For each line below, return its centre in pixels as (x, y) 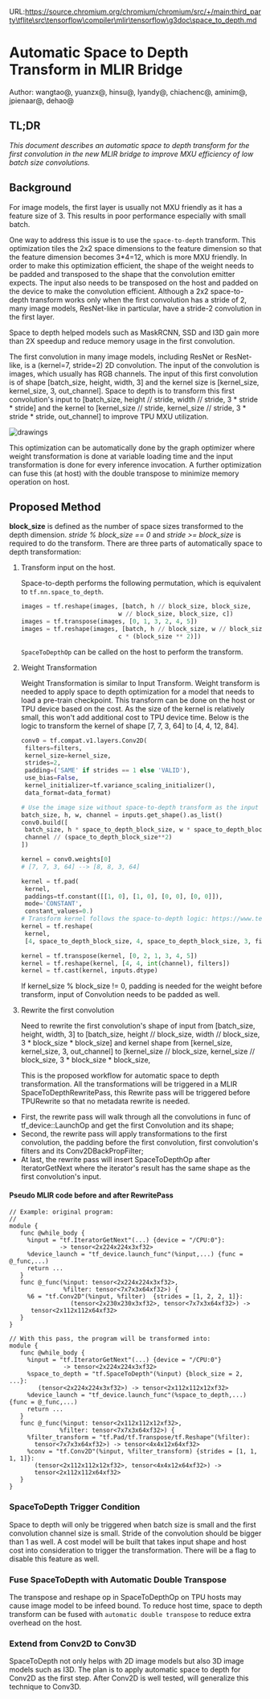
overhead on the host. (46, 1623)
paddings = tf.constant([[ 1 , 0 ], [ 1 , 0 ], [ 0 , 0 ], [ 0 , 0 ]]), (124, 897)
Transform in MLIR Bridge (96, 70)
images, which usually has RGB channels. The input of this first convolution (134, 373)
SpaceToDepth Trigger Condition (75, 1507)
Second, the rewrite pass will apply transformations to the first (124, 1134)
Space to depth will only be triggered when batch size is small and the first (133, 1524)
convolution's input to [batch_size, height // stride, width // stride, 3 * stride (133, 399)
